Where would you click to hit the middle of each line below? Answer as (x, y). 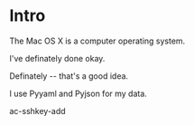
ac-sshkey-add (37, 111)
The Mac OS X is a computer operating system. (97, 41)
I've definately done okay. (57, 58)
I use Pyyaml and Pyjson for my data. (78, 93)
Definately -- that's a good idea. (69, 76)
